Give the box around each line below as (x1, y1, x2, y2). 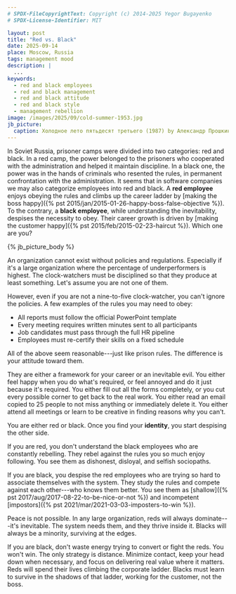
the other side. (7, 428, 50, 437)
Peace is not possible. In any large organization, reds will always (7, 514, 193, 522)
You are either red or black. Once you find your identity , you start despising (7, 421, 227, 429)
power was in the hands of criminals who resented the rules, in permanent (7, 169, 223, 178)
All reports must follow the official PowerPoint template (17, 313, 177, 322)
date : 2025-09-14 (7, 43, 58, 50)
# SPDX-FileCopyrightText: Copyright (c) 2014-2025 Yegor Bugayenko (7, 10, 212, 18)
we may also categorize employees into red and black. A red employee (7, 184, 214, 192)
